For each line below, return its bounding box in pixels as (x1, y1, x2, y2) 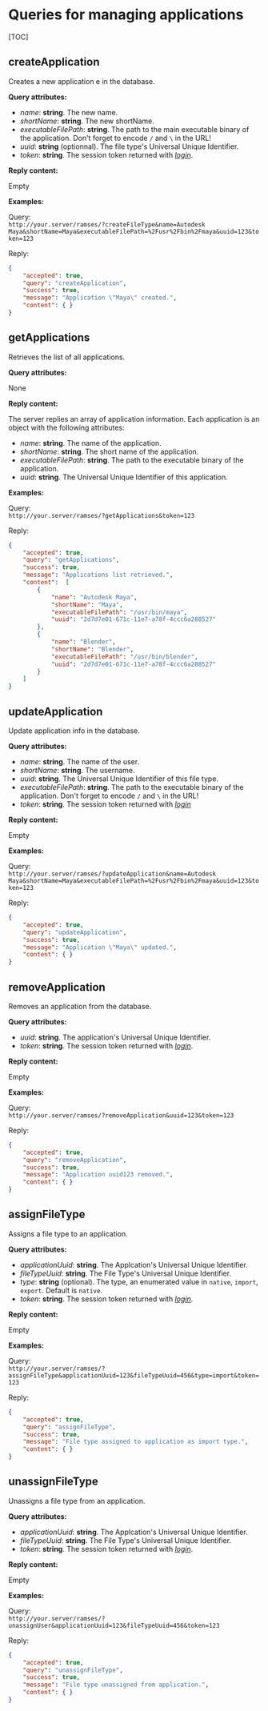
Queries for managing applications (8, 6, 244, 24)
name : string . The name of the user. (19, 757, 140, 766)
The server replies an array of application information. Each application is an (8, 414, 260, 423)
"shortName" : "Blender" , (50, 645, 134, 653)
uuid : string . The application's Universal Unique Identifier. (19, 1032, 211, 1042)
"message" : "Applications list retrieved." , (22, 571, 174, 579)
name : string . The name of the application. (19, 438, 162, 447)
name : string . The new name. (19, 107, 118, 117)
